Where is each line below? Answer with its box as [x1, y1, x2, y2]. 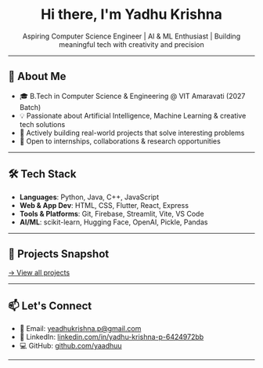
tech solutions [19, 119, 66, 129]
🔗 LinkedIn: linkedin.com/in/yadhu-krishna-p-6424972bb [19, 332, 204, 342]
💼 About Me [8, 70, 67, 83]
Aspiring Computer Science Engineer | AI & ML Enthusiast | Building [22, 31, 241, 41]
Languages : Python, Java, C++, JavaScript [19, 192, 160, 202]
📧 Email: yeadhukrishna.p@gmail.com [19, 324, 142, 333]
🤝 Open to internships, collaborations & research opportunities [19, 136, 221, 146]
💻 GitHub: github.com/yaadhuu [19, 341, 123, 351]
